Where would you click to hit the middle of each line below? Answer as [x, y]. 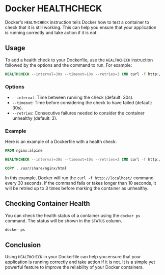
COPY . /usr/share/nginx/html [36, 168]
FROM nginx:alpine [24, 151]
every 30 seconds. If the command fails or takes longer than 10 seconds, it [81, 183]
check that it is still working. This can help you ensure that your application [81, 27]
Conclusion [23, 245]
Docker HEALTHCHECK [54, 9]
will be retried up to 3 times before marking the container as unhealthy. [77, 188]
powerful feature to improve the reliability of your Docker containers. [74, 267]
